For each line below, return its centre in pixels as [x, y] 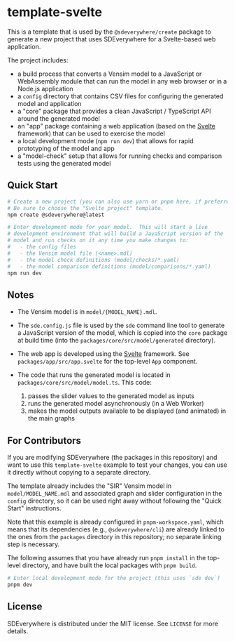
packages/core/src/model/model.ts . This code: [85, 383]
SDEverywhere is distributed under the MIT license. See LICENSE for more [113, 623]
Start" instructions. [34, 508]
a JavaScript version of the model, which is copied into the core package [122, 333]
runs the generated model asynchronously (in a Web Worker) [116, 404]
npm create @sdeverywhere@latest [56, 215]
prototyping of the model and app [66, 148]
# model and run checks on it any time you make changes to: [98, 240]
